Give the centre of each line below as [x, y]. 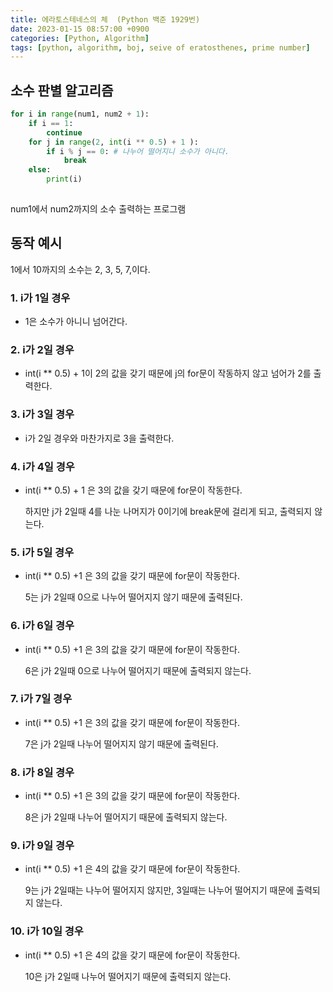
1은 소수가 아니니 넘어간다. [76, 322]
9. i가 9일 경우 [42, 846]
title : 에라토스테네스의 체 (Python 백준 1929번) [105, 19]
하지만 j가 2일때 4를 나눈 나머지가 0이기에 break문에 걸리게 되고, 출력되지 [168, 511]
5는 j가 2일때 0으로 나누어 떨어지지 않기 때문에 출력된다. [133, 597]
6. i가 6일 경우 [42, 626]
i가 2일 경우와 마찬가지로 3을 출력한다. [99, 438]
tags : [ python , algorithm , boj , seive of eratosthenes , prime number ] [160, 47]
